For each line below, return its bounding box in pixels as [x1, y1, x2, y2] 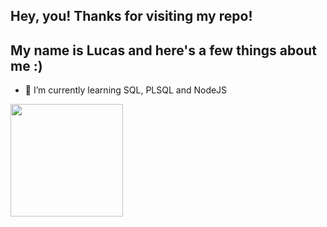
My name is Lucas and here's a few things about [10, 42, 317, 59]
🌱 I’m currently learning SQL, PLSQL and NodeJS [24, 84, 228, 96]
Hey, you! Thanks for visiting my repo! [10, 8, 253, 25]
